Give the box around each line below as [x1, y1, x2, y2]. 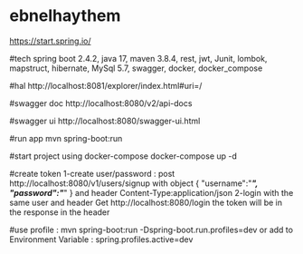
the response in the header [9, 206, 110, 218]
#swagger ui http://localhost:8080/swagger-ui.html [9, 115, 201, 126]
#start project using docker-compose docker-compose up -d [9, 151, 238, 161]
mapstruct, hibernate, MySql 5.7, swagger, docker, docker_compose [9, 63, 263, 73]
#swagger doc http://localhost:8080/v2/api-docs [9, 97, 193, 109]
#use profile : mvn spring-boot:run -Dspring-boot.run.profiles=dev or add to [9, 224, 294, 235]
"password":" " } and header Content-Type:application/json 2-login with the [9, 187, 294, 198]
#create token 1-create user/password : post [9, 168, 175, 179]
